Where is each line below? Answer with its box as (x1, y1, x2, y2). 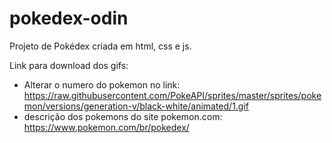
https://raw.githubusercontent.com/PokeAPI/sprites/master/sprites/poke (23, 89, 322, 101)
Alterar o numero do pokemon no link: (23, 78, 181, 91)
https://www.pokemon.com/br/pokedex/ (23, 121, 190, 133)
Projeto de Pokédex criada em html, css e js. (9, 40, 192, 52)
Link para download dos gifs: (9, 59, 129, 71)
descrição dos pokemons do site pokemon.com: (23, 110, 223, 122)
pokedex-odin (9, 7, 129, 30)
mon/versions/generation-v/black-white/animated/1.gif (23, 100, 250, 112)
